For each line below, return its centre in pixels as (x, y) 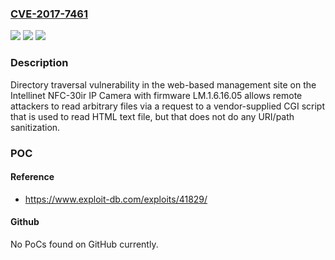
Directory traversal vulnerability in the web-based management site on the (163, 84)
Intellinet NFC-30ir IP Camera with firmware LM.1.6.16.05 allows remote (156, 95)
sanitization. (35, 127)
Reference (32, 177)
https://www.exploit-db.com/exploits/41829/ (116, 199)
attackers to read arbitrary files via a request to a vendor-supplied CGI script (168, 106)
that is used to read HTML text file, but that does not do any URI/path (152, 116)
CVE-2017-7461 (49, 14)
